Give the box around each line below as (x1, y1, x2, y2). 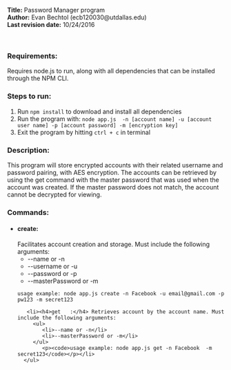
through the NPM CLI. (7, 74, 69, 82)
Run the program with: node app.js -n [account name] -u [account (17, 114, 212, 123)
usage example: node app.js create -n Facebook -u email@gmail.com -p (17, 290, 225, 297)
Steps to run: (7, 91, 52, 101)
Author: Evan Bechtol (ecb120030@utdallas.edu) (7, 13, 147, 21)
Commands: (7, 207, 50, 217)
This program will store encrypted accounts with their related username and (7, 160, 223, 169)
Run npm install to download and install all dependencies (17, 107, 182, 115)
